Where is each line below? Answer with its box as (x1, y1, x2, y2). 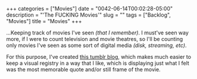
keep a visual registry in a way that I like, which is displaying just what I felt (6, 59, 189, 67)
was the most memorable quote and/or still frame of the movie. (6, 66, 161, 73)
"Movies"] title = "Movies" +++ (6, 18, 82, 24)
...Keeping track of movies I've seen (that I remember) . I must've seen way (6, 29, 189, 36)
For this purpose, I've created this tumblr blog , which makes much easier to (6, 53, 192, 60)
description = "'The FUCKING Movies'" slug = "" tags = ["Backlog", (6, 11, 171, 18)
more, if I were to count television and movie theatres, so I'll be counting (6, 36, 183, 42)
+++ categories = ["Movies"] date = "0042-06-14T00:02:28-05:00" (6, 5, 173, 12)
